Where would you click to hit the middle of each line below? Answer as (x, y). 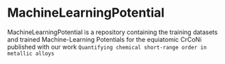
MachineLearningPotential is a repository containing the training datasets (112, 32)
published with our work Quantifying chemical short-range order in (107, 47)
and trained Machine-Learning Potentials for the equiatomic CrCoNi (104, 39)
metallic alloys (31, 54)
